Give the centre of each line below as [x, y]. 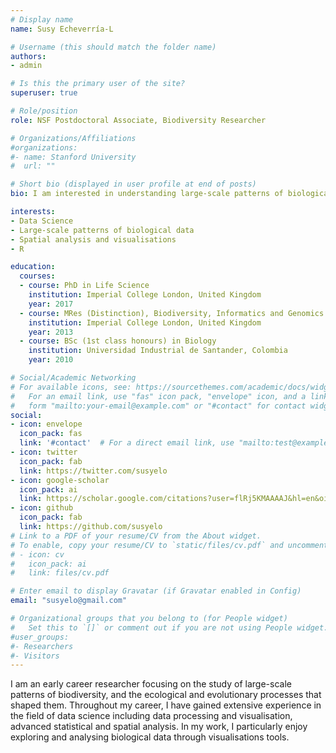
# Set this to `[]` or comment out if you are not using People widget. [169, 627]
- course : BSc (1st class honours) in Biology [118, 341]
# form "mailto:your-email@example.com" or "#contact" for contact [158, 406]
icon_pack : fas [51, 434]
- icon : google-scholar [60, 480]
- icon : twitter [44, 452]
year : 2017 [51, 304]
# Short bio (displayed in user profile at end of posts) [133, 184]
